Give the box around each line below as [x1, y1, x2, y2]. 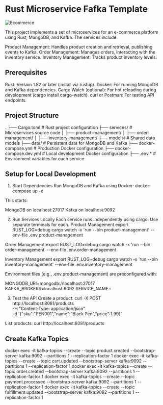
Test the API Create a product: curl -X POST [12, 295, 102, 301]
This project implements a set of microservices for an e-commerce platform [5, 29, 159, 35]
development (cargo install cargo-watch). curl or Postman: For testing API [5, 92, 155, 98]
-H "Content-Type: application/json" [12, 305, 85, 312]
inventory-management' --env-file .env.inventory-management [5, 261, 133, 268]
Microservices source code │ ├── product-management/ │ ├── [5, 129, 136, 135]
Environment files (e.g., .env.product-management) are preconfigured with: [5, 271, 157, 277]
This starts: [5, 198, 28, 203]
